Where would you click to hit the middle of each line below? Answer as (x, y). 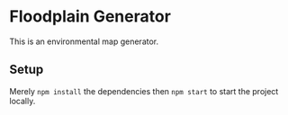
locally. (22, 101)
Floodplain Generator (90, 17)
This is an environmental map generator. (84, 41)
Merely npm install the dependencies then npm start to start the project (144, 91)
